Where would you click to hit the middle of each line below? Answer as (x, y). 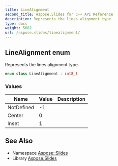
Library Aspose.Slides (34, 158)
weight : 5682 (18, 28)
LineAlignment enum (38, 53)
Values (14, 86)
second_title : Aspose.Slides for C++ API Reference (59, 14)
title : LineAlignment (27, 10)
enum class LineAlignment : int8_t (42, 74)
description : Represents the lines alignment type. (59, 19)
